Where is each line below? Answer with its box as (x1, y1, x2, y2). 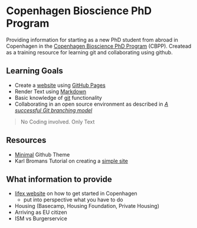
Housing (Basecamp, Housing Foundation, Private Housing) (14, 203, 160, 210)
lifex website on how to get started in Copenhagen (14, 190, 137, 197)
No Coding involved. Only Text (20, 118, 95, 125)
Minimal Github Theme (14, 151, 70, 158)
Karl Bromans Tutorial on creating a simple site (14, 157, 129, 164)
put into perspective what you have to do (23, 196, 123, 203)
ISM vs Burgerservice (14, 215, 68, 222)
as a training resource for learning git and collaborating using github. (6, 48, 173, 56)
